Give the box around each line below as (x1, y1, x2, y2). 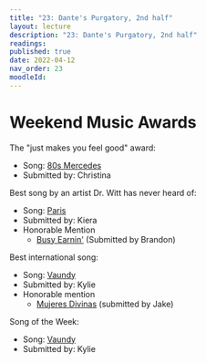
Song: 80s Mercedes (22, 160, 102, 171)
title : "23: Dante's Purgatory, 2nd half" (9, 13, 173, 23)
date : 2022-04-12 (9, 56, 76, 65)
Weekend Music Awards (9, 111, 197, 132)
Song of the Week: (9, 316, 79, 327)
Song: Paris (22, 204, 67, 215)
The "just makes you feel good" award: (9, 142, 157, 153)
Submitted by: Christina (22, 170, 111, 181)
